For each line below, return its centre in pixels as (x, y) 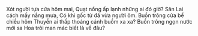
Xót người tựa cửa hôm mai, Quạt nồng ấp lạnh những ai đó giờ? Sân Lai (95, 9)
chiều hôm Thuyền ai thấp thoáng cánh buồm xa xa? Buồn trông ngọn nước (100, 22)
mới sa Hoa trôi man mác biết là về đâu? (55, 28)
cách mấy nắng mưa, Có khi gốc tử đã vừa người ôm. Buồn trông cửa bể (95, 15)
